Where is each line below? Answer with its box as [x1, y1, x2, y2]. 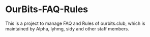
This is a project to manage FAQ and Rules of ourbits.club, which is [5, 20, 145, 26]
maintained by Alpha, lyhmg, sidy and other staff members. [5, 25, 130, 31]
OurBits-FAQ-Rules [5, 4, 88, 15]
